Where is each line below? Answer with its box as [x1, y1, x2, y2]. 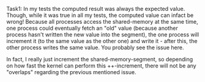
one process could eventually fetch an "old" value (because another [6, 24, 179, 32]
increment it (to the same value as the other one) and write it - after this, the [6, 38, 198, 44]
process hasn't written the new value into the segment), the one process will [6, 31, 199, 38]
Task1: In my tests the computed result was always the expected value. [6, 5, 185, 12]
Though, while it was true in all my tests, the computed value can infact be [6, 12, 194, 19]
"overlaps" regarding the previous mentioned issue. [6, 69, 136, 75]
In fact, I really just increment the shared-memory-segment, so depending [6, 56, 193, 63]
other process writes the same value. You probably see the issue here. [6, 44, 185, 51]
